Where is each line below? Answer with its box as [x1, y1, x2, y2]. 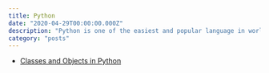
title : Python [8, 11, 56, 20]
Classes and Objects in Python [19, 56, 122, 66]
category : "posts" [8, 34, 70, 43]
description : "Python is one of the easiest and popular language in [8, 26, 246, 34]
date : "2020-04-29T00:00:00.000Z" [8, 19, 124, 27]
